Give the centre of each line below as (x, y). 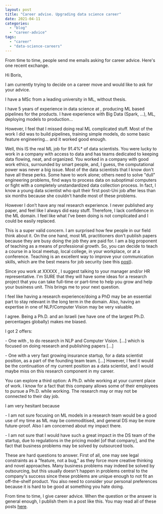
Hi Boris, (14, 75)
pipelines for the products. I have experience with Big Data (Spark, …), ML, (80, 114)
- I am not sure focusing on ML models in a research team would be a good (81, 415)
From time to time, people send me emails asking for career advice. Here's (80, 60)
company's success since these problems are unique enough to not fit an (79, 476)
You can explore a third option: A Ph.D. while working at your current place (80, 380)
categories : (17, 23)
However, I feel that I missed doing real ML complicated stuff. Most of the (79, 129)
